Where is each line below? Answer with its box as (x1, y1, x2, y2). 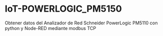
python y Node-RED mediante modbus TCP (5, 25, 97, 31)
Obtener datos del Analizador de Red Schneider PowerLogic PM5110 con (5, 20, 158, 26)
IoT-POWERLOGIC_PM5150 (5, 3, 122, 15)
